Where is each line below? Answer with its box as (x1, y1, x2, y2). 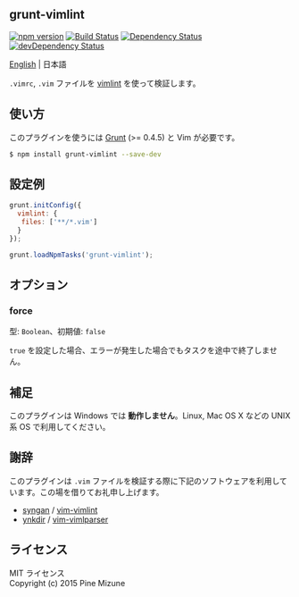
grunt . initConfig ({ (9, 201, 82, 210)
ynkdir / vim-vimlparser (21, 514, 109, 525)
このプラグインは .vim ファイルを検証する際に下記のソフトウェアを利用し (9, 475, 280, 486)
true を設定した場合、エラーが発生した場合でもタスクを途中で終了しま (9, 345, 270, 356)
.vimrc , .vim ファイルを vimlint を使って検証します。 (9, 78, 201, 88)
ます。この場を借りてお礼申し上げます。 (16, 486, 164, 497)
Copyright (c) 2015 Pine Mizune (9, 577, 126, 588)
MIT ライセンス (9, 568, 65, 578)
